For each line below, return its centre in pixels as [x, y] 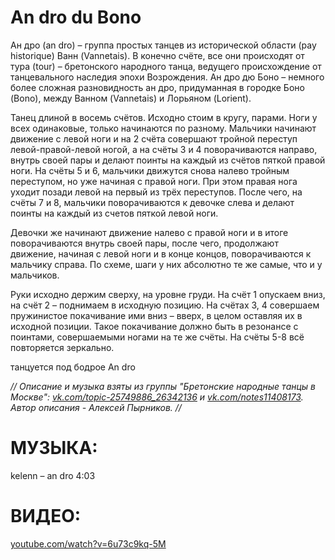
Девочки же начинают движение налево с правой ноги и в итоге [149, 232]
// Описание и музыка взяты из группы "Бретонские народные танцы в [163, 386]
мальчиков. [35, 275]
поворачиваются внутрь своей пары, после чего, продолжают [144, 243]
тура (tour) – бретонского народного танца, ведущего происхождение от [166, 66]
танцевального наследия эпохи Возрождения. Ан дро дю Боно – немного [167, 77]
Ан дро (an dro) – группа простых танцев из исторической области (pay [163, 45]
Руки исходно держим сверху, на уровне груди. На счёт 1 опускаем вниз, [168, 294]
